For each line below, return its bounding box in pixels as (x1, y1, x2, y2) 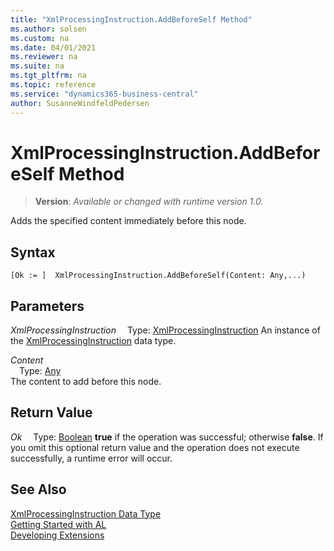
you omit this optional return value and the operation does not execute (10, 441, 300, 453)
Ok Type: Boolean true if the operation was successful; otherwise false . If (10, 431, 324, 443)
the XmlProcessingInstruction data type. (10, 335, 177, 347)
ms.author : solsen (10, 24, 87, 34)
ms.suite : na (10, 61, 65, 71)
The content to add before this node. (10, 376, 162, 388)
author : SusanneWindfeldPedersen (10, 98, 150, 108)
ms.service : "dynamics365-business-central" (10, 89, 199, 99)
